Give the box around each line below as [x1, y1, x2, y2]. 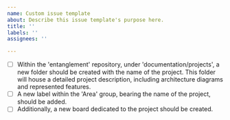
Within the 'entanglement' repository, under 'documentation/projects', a [16, 60, 220, 69]
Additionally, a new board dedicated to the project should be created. [16, 105, 214, 113]
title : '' [7, 23, 36, 29]
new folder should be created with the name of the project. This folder [16, 68, 216, 76]
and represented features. [16, 83, 91, 91]
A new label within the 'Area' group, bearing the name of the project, [16, 90, 211, 98]
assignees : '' [7, 36, 48, 43]
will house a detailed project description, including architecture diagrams [16, 75, 223, 84]
